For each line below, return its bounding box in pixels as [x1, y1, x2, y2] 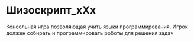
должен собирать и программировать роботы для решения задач [6, 29, 174, 36]
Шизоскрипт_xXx [6, 4, 96, 17]
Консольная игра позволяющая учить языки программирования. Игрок [6, 23, 188, 30]
